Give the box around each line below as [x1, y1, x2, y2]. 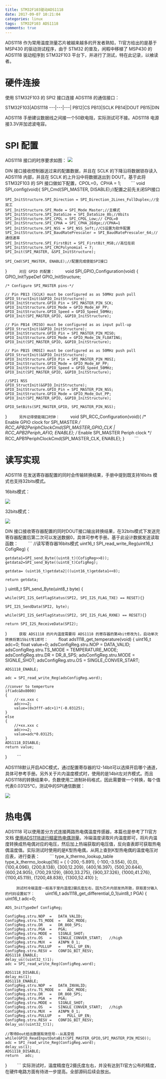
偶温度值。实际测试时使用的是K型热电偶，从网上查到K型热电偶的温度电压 [5, 847, 154, 853]
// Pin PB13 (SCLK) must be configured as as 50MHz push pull [5, 292, 136, 297]
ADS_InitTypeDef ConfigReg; [5, 905, 63, 910]
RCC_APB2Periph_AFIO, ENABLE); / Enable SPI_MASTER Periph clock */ [5, 430, 152, 435]
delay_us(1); [5, 1044, 32, 1049]
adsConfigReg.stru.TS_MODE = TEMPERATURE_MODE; [5, 647, 119, 653]
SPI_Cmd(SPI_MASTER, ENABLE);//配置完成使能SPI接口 [5, 259, 108, 264]
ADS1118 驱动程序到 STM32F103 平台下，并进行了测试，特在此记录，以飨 [5, 52, 154, 58]
